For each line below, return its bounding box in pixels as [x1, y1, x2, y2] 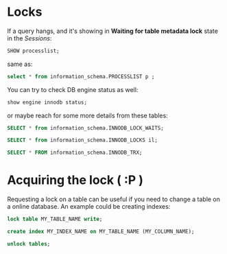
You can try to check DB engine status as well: [7, 85, 139, 93]
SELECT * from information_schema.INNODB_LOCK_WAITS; [7, 124, 165, 131]
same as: [7, 60, 33, 68]
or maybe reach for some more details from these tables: [7, 111, 168, 119]
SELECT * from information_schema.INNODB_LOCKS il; [7, 137, 158, 144]
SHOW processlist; [7, 47, 60, 54]
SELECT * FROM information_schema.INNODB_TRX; [7, 149, 143, 157]
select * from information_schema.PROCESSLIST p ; [7, 73, 155, 80]
